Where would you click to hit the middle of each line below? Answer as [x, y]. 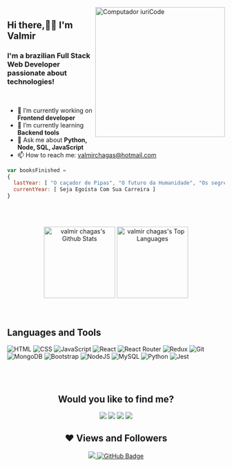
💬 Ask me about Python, [52, 140]
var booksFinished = [37, 170]
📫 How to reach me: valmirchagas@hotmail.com [87, 155]
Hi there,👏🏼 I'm [40, 25]
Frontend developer [46, 118]
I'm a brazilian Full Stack [49, 56]
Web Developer [33, 64]
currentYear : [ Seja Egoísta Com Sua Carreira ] [85, 190]
